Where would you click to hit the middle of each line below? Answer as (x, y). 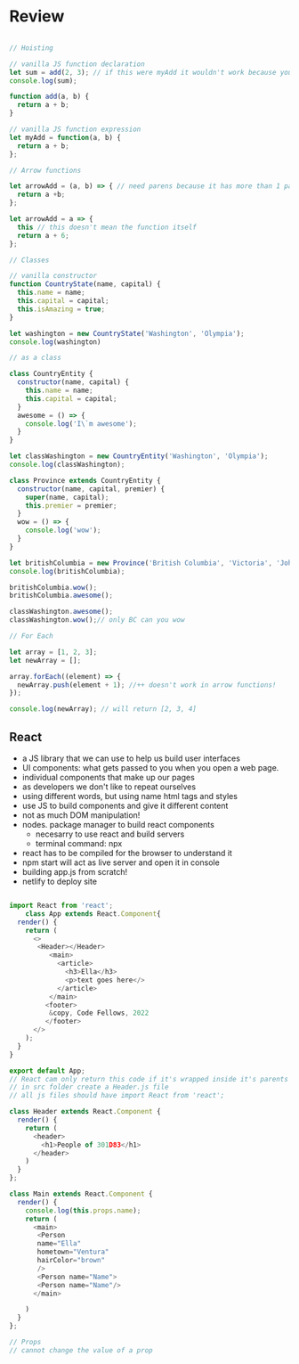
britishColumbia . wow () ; (53, 587)
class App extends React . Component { (93, 914)
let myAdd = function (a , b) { (65, 137)
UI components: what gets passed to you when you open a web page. (150, 768)
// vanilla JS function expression (75, 130)
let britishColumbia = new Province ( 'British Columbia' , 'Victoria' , (141, 563)
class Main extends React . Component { (81, 1194)
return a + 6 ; (43, 235)
